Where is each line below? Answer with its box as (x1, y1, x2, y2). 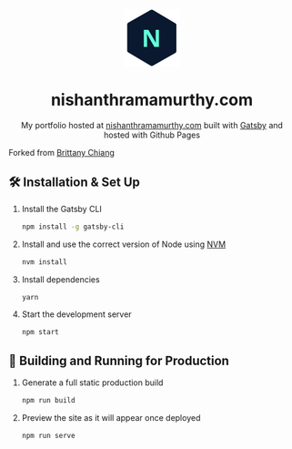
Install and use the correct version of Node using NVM (21, 239, 227, 250)
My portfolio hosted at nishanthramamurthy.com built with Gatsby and (20, 119, 284, 130)
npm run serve (21, 431, 76, 440)
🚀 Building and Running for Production (8, 352, 229, 368)
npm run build (21, 396, 76, 405)
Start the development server (21, 309, 133, 320)
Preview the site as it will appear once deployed (21, 412, 201, 423)
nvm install (21, 257, 67, 267)
